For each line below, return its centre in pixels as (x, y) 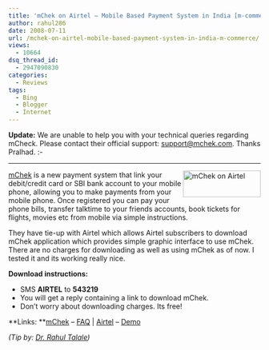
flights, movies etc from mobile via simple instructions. (98, 217)
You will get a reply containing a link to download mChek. (114, 298)
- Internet (34, 113)
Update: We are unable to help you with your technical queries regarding (128, 135)
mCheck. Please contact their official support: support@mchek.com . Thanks (134, 143)
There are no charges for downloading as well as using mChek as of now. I (131, 250)
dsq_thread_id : (34, 61)
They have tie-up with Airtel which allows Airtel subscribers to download (128, 233)
